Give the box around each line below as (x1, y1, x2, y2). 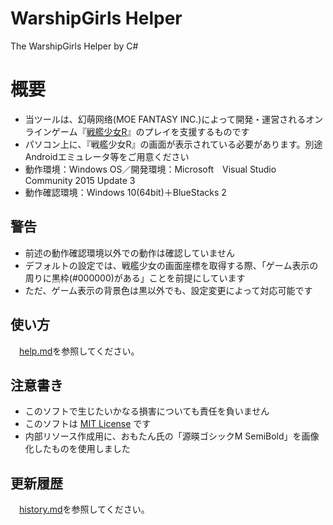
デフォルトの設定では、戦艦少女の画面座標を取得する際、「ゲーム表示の (24, 259, 319, 271)
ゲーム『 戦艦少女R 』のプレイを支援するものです (51, 125, 250, 137)
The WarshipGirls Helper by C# (10, 40, 139, 52)
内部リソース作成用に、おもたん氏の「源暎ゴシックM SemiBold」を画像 (24, 430, 320, 442)
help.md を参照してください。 (19, 345, 140, 357)
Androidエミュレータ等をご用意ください (24, 150, 190, 162)
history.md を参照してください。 (19, 503, 150, 516)
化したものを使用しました (24, 443, 131, 455)
